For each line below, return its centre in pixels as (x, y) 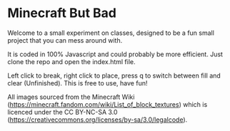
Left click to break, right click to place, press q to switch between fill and (114, 75)
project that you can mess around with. (65, 40)
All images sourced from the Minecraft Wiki (71, 97)
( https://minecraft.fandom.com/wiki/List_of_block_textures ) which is (107, 104)
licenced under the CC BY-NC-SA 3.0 (62, 112)
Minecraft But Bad (62, 13)
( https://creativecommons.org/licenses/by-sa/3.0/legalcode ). (97, 120)
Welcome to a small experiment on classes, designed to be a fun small (111, 33)
